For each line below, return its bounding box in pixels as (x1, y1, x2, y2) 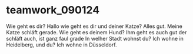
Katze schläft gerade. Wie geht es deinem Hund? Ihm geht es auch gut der (6, 28, 187, 35)
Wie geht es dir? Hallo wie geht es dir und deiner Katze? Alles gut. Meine (6, 23, 182, 30)
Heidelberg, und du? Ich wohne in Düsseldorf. (6, 41, 117, 48)
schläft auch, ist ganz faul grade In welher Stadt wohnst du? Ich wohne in (6, 35, 184, 42)
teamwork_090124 (6, 3, 100, 17)
